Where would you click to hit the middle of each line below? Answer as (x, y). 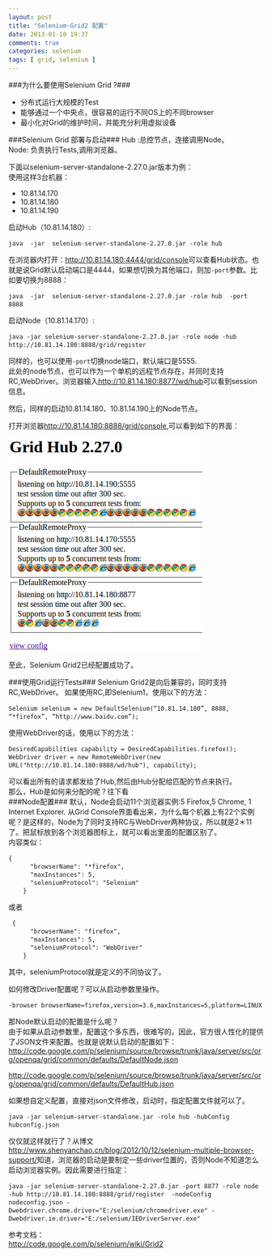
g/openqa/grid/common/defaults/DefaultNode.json (93, 1059)
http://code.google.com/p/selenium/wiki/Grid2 (86, 1244)
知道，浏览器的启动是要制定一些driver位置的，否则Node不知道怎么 (148, 1160)
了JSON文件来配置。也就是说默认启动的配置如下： (93, 1042)
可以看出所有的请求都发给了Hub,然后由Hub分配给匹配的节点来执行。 (123, 781)
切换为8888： (45, 280)
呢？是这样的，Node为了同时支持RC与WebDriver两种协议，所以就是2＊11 (130, 822)
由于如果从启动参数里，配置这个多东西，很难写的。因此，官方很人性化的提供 (136, 1032)
